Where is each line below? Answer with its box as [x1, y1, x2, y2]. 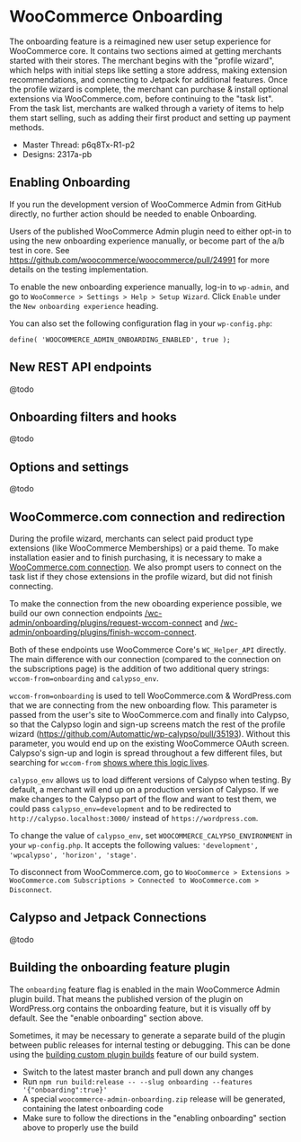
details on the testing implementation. [9, 263, 149, 275]
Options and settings [9, 459, 129, 474]
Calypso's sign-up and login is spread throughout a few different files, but [9, 748, 283, 758]
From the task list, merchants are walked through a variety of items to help [9, 102, 285, 113]
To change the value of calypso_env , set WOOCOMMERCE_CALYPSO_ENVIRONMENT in [9, 830, 293, 841]
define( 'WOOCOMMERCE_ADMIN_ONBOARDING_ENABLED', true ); [9, 335, 231, 344]
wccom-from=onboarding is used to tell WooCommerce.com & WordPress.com [9, 690, 292, 701]
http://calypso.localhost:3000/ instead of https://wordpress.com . [9, 813, 259, 823]
